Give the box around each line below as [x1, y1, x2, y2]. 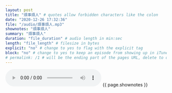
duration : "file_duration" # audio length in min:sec [5, 36, 123, 41]
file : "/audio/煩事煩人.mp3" [5, 21, 64, 27]
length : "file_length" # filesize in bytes [5, 41, 100, 46]
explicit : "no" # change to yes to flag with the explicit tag [5, 45, 143, 51]
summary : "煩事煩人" [5, 31, 46, 36]
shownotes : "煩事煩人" [5, 27, 51, 32]
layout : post [5, 7, 33, 13]
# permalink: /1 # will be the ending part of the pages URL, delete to [5, 55, 164, 60]
